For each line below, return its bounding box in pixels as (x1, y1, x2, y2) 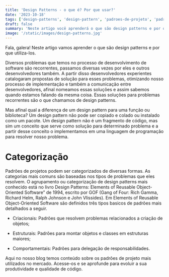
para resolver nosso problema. (5, 134, 69, 140)
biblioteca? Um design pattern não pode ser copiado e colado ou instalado (5, 112, 160, 118)
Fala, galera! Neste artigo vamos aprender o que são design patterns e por (5, 45, 160, 50)
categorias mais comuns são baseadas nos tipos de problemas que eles (5, 173, 155, 179)
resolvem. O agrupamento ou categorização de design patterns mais (5, 178, 148, 184)
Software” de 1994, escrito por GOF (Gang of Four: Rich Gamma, (24, 189, 158, 195)
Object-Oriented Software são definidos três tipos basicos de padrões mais (5, 200, 162, 206)
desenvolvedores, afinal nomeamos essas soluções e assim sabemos (5, 87, 149, 92)
